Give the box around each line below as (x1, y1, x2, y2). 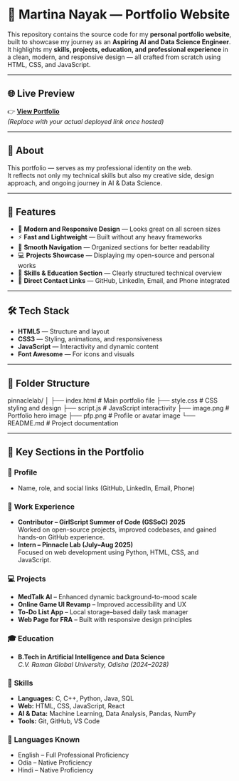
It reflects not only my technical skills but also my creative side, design (7, 171, 215, 180)
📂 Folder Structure (7, 377, 90, 389)
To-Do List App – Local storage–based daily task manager (17, 608, 188, 616)
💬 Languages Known (7, 734, 80, 744)
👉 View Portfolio (7, 107, 60, 115)
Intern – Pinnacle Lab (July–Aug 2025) (17, 540, 134, 549)
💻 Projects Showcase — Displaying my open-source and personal (17, 251, 215, 259)
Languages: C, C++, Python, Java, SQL (17, 694, 134, 703)
